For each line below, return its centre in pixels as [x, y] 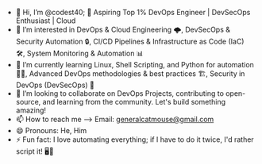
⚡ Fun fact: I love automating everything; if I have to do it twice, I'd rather [135, 139]
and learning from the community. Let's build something [134, 102]
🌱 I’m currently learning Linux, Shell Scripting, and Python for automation [135, 65]
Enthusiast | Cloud [46, 21]
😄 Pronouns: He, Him [51, 130]
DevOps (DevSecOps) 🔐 [55, 85]
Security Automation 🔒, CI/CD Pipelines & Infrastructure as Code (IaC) [130, 41]
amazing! [31, 110]
